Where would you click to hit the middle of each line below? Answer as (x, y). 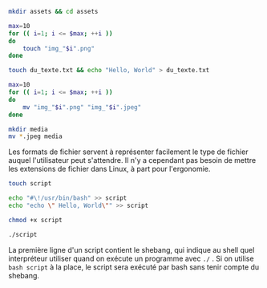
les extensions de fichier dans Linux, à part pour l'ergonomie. (109, 169)
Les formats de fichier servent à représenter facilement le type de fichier (128, 152)
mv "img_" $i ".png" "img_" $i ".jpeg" (82, 107)
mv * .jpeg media (35, 136)
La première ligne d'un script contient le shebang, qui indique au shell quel (131, 249)
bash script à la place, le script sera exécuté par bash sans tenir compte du (134, 267)
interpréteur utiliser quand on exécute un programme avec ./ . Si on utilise (131, 258)
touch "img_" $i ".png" (59, 48)
